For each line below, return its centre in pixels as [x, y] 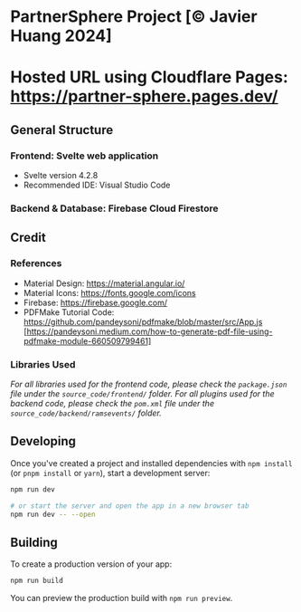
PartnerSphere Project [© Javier [134, 17]
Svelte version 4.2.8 [61, 176]
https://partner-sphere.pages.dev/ [144, 96]
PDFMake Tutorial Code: [69, 312]
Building [34, 542]
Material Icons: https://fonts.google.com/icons [110, 292]
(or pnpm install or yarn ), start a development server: [110, 473]
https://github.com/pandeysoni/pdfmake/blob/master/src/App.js [143, 321]
